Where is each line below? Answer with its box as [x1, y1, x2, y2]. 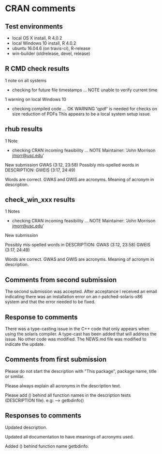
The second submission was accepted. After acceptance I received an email [5, 288, 157, 294]
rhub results [5, 125, 43, 134]
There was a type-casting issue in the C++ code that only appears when [5, 326, 150, 332]
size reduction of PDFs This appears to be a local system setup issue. [12, 111, 151, 117]
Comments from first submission [5, 355, 107, 364]
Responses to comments [5, 411, 81, 420]
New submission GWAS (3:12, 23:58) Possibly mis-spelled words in [5, 162, 139, 168]
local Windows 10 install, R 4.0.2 [12, 40, 76, 46]
